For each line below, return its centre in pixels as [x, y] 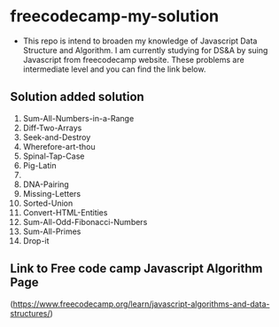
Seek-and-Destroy [57, 137]
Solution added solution [77, 97]
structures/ [31, 313]
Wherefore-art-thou [59, 146]
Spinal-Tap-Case [54, 156]
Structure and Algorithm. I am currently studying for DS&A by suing [145, 50]
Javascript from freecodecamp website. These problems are [133, 59]
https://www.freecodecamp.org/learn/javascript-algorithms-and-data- [141, 304]
